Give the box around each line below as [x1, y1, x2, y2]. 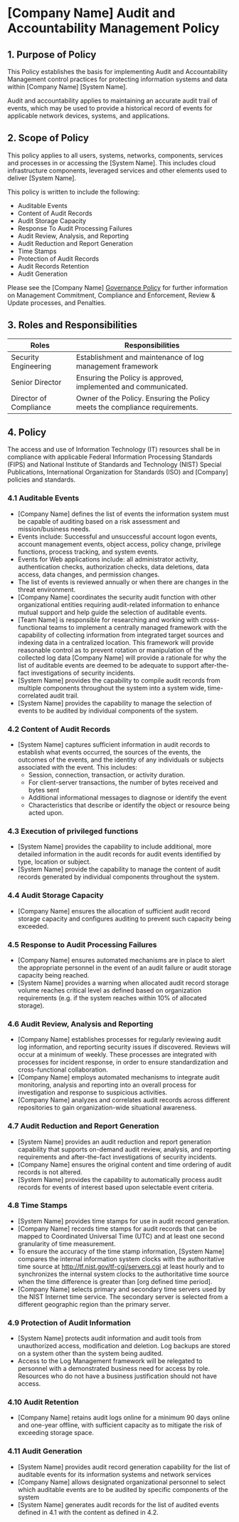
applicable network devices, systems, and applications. [7, 112, 170, 120]
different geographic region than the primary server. [17, 1300, 171, 1308]
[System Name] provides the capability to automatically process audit [17, 1175, 222, 1184]
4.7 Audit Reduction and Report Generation [7, 1121, 159, 1131]
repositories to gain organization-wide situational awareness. [17, 1103, 197, 1112]
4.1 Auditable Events [7, 493, 80, 503]
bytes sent [28, 786, 60, 794]
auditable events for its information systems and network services [17, 1470, 211, 1479]
